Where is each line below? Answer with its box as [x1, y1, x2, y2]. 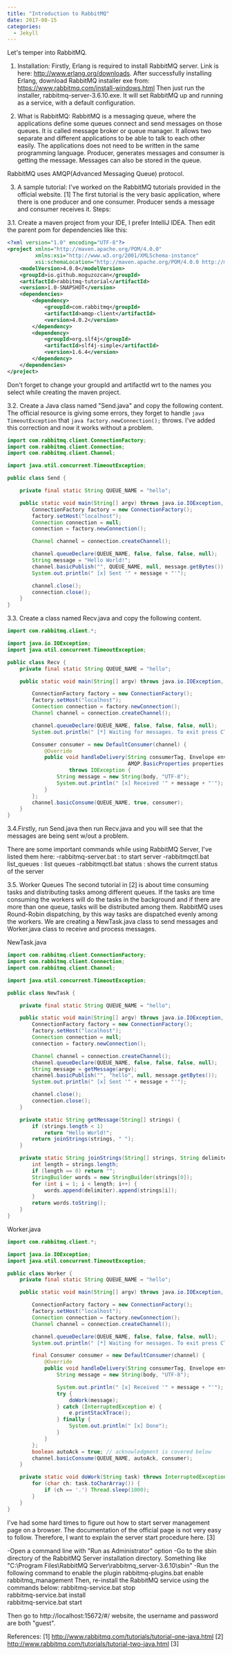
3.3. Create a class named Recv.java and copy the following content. [7, 614, 202, 623]
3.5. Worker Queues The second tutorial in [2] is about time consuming [7, 881, 209, 889]
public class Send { [7, 475, 67, 482]
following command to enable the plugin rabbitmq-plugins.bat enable [7, 1568, 204, 1577]
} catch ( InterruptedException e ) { [56, 1403, 162, 1410]
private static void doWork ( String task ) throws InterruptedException [19, 1474, 227, 1480]
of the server [7, 867, 44, 876]
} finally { [56, 1416, 91, 1423]
